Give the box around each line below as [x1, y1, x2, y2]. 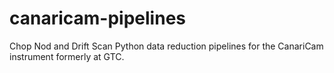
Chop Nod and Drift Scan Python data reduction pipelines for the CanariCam [9, 40, 324, 52]
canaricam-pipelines [9, 7, 186, 30]
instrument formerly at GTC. [9, 50, 125, 62]
